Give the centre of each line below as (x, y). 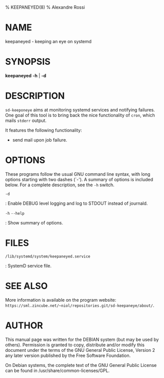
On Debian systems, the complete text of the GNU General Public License (81, 365)
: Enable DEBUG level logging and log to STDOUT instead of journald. (76, 203)
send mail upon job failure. (40, 140)
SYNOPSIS (28, 62)
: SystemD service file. (28, 266)
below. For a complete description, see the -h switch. (60, 185)
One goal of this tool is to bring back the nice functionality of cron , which (80, 115)
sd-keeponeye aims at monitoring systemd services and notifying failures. (80, 109)
